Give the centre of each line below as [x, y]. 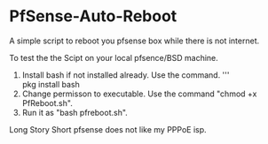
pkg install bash [51, 84]
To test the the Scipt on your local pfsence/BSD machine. [114, 57]
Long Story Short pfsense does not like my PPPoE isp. [108, 129]
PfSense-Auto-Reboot [93, 16]
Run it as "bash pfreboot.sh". [75, 112]
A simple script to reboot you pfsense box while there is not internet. [134, 41]
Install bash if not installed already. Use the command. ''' [126, 75]
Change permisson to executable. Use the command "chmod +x [139, 94]
